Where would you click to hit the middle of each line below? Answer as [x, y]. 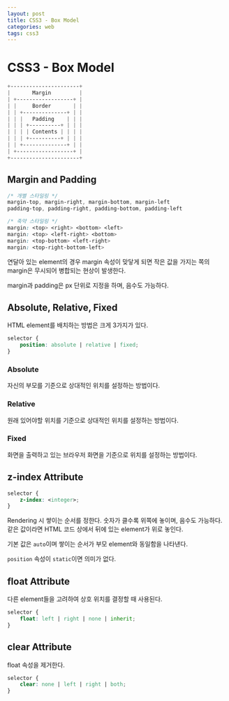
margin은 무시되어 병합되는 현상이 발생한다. [67, 270]
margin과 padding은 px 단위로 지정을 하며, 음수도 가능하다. [88, 285]
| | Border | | [45, 106]
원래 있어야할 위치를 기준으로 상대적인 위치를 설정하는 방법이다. [93, 420]
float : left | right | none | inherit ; [78, 619]
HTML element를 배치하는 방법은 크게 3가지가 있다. [78, 325]
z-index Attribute [45, 477]
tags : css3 [23, 33]
